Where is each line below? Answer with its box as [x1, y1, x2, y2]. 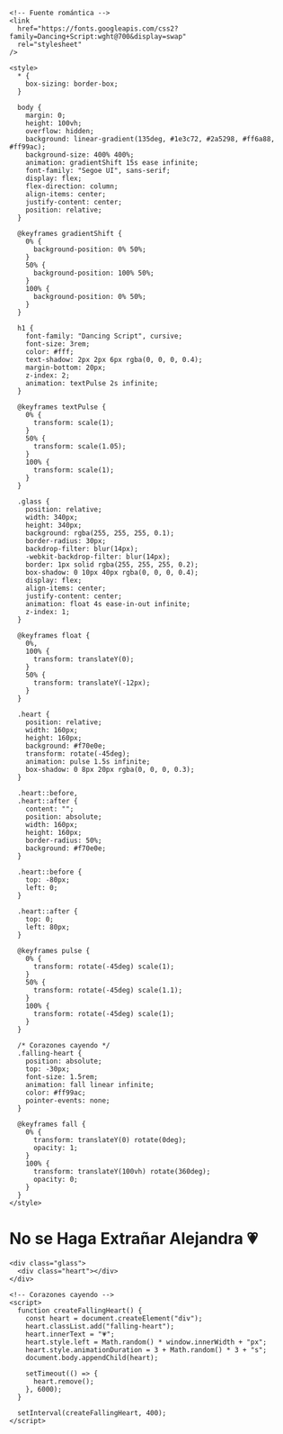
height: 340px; [25, 521, 83, 530]
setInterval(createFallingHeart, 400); [17, 1408, 167, 1418]
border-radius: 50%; [25, 836, 102, 845]
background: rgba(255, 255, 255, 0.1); [25, 529, 175, 538]
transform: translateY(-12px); [32, 678, 151, 687]
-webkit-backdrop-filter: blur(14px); [25, 552, 171, 561]
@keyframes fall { [17, 1120, 87, 1129]
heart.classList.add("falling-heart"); [25, 1321, 175, 1330]
